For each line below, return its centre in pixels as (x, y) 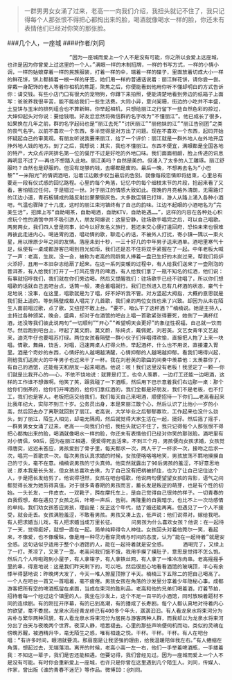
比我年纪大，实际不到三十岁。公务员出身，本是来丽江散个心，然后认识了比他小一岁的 (110, 404)
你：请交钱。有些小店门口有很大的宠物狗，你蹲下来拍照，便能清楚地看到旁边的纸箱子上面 (115, 94)
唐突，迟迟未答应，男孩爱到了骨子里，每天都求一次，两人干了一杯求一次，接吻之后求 (115, 449)
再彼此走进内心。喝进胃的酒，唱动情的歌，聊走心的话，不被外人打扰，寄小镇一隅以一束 (113, 235)
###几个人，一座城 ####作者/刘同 (56, 43)
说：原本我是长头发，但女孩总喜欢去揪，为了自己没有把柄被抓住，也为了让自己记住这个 (113, 471)
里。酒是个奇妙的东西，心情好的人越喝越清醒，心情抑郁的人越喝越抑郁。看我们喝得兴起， (115, 353)
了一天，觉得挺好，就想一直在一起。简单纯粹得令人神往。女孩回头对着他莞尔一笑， (108, 530)
